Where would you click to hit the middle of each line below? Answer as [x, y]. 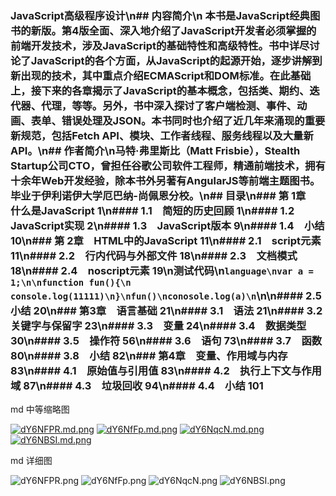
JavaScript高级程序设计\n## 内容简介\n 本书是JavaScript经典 [160, 15]
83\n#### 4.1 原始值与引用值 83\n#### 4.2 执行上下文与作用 [166, 370]
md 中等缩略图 [40, 409]
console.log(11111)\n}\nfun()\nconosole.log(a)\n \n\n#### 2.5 [166, 295]
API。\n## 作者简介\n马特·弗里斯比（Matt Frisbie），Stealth [155, 150]
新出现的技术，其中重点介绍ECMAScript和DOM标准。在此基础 [161, 75]
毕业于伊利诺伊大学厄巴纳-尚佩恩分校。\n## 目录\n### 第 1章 [158, 195]
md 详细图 [31, 461]
